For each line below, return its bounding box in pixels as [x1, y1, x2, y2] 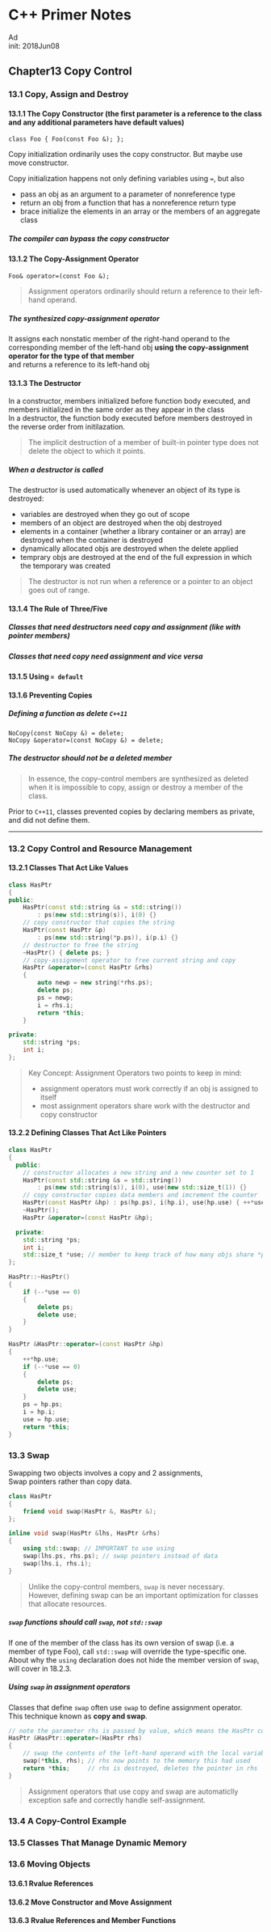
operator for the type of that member [8, 351, 135, 361]
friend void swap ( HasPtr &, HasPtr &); [23, 1507, 157, 1515]
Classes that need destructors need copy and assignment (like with [8, 622, 241, 632]
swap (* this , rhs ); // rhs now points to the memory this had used [23, 1757, 251, 1765]
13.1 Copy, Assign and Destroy [8, 89, 129, 100]
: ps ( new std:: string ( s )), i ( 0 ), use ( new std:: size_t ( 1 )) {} [37, 1184, 248, 1192]
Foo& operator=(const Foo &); [8, 273, 110, 281]
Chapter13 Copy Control [8, 65, 132, 78]
